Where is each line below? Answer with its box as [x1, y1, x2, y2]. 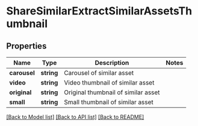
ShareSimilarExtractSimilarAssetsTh [6, 4, 193, 18]
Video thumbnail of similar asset [64, 79, 155, 86]
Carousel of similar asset [64, 69, 134, 77]
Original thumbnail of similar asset [64, 88, 161, 97]
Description [94, 59, 129, 67]
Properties [6, 41, 47, 51]
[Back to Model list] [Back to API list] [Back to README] [6, 113, 144, 121]
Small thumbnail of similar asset [64, 98, 153, 106]
